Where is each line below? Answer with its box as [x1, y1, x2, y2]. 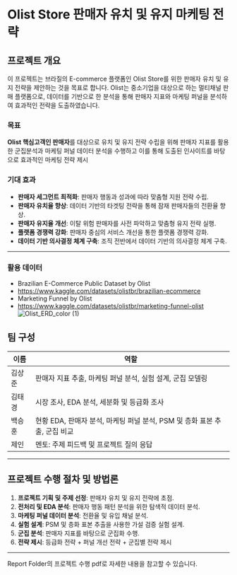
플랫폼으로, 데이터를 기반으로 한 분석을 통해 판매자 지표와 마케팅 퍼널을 [14, 93, 209, 100]
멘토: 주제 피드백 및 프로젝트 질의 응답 [35, 439, 153, 449]
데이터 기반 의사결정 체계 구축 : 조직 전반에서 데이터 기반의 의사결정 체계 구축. [17, 236, 227, 245]
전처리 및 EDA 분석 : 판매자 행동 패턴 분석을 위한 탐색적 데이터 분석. [17, 502, 200, 511]
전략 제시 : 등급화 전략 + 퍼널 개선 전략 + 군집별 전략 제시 [17, 538, 172, 546]
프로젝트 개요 [7, 54, 61, 66]
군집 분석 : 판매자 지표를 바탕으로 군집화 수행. [17, 528, 140, 538]
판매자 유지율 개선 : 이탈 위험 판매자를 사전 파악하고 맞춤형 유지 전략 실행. [17, 219, 217, 227]
